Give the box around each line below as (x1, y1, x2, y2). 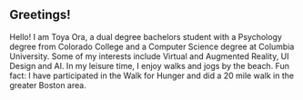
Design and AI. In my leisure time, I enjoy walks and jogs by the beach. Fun (9, 60, 289, 71)
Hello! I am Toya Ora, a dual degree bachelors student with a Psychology (9, 31, 282, 42)
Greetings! (9, 7, 71, 23)
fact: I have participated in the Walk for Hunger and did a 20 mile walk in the (9, 70, 294, 81)
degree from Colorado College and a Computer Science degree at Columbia (9, 41, 295, 52)
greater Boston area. (9, 79, 86, 90)
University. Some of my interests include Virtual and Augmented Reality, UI (9, 50, 289, 62)
